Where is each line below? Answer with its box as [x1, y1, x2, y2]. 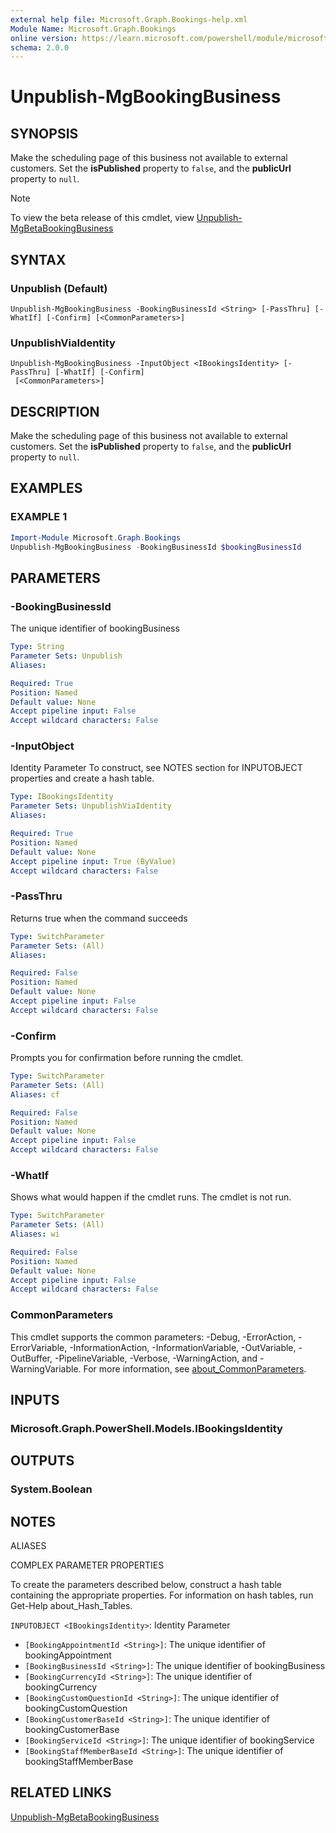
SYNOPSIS [10, 125, 79, 142]
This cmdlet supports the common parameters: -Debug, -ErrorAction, [10, 1331, 297, 1343]
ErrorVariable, [10, 1341, 68, 1353]
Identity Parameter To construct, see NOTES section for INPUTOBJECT [10, 762, 303, 774]
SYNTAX [10, 251, 67, 268]
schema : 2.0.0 [10, 42, 70, 53]
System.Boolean [10, 1482, 93, 1496]
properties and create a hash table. [10, 772, 155, 785]
